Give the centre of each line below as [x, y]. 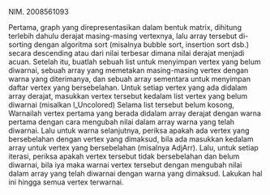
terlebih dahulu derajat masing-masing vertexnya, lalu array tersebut [123, 36]
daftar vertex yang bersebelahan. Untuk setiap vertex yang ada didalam [128, 87]
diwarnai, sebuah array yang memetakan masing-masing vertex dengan [129, 70]
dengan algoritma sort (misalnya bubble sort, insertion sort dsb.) [141, 45]
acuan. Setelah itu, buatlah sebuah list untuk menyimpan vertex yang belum [135, 61]
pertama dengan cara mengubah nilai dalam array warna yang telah [122, 122]
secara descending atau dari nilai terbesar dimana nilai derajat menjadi [126, 53]
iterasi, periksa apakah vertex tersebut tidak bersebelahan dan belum [124, 156]
